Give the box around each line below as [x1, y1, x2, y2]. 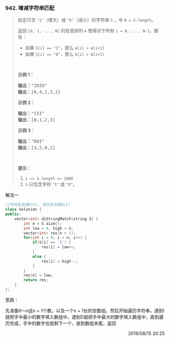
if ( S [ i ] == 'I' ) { [32, 240, 71, 245]
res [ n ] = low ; [23, 273, 53, 278]
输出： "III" [17, 110, 45, 117]
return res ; [23, 278, 49, 283]
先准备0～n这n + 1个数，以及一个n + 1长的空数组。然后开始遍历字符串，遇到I [5, 308, 165, 314]
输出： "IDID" [17, 83, 48, 89]
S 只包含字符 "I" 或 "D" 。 [25, 181, 77, 187]
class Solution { [5, 207, 42, 212]
